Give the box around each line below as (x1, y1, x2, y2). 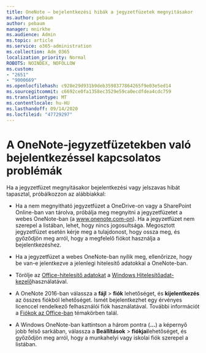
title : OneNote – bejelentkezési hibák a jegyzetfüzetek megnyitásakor (6, 9, 193, 15)
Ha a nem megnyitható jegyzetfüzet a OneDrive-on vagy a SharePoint (15, 203, 192, 210)
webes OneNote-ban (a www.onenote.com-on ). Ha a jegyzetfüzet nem (15, 215, 195, 223)
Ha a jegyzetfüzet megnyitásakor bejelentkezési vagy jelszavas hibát (6, 184, 180, 191)
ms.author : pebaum (6, 15, 53, 21)
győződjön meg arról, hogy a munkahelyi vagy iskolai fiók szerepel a (15, 334, 189, 341)
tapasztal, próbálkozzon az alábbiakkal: (6, 190, 106, 198)
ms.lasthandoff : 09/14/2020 (6, 105, 78, 112)
